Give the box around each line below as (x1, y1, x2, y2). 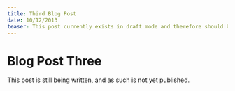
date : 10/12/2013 (7, 17, 58, 24)
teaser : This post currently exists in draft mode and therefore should (7, 23, 224, 30)
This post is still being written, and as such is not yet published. (7, 76, 190, 84)
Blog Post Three (7, 53, 102, 69)
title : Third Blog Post (7, 10, 77, 17)
